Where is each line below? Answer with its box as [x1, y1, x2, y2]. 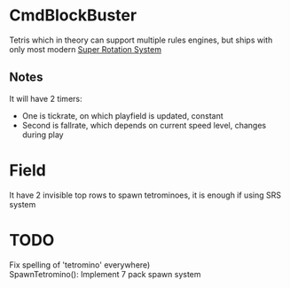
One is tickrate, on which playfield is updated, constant [21, 110, 223, 121]
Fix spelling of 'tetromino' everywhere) [9, 259, 151, 270]
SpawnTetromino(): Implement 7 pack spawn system [9, 269, 201, 279]
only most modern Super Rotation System [9, 43, 162, 54]
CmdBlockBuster [9, 5, 137, 26]
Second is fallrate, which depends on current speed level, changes [21, 120, 267, 130]
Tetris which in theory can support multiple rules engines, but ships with [9, 35, 273, 45]
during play [21, 129, 64, 140]
